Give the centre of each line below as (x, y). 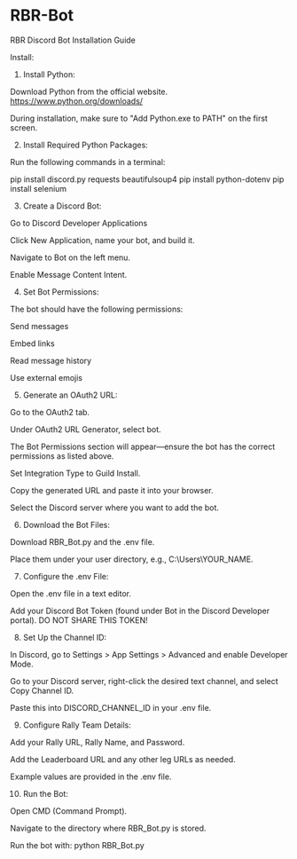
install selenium (39, 188)
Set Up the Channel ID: (65, 637)
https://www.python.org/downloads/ (77, 101)
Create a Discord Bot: (62, 206)
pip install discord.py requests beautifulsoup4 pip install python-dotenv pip (147, 179)
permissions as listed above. (62, 456)
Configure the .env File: (66, 576)
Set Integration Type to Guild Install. (75, 473)
